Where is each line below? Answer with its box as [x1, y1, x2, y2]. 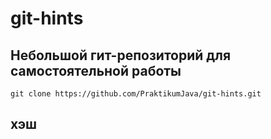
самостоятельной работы [10, 62, 182, 79]
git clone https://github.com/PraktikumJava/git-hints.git [10, 89, 262, 99]
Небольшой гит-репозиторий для [10, 47, 232, 64]
